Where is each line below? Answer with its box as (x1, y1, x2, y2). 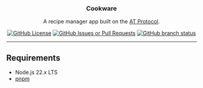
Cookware (86, 4, 117, 13)
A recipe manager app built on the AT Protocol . (43, 18, 160, 25)
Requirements (6, 52, 60, 63)
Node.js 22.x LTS (14, 69, 58, 76)
